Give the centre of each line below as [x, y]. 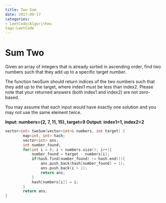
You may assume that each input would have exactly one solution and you [81, 107]
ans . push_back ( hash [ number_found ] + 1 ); [83, 164]
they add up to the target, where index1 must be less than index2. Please [79, 87]
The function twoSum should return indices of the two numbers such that [80, 82]
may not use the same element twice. [43, 112]
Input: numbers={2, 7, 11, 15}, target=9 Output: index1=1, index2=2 [75, 122]
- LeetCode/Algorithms [28, 24]
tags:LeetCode [20, 28]
